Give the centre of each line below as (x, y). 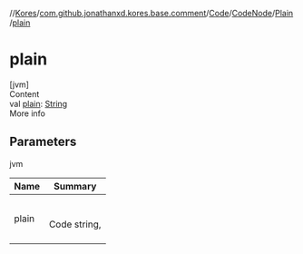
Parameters (43, 142)
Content (24, 93)
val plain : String (39, 103)
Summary (75, 186)
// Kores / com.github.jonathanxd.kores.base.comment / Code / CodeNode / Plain (151, 13)
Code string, (75, 224)
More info (28, 113)
